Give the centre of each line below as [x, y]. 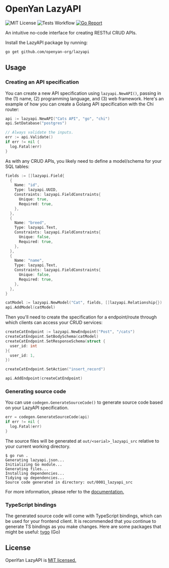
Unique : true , [34, 199]
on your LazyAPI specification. [37, 408]
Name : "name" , [29, 261]
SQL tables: [17, 166]
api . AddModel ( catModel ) [30, 307]
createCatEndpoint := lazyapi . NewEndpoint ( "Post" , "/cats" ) [70, 332]
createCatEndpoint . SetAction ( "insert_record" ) [55, 369]
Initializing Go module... [34, 465]
